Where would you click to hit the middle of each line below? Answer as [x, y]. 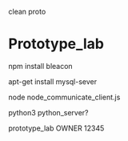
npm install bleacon [41, 66]
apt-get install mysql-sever [53, 81]
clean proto [27, 12]
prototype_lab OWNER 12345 [56, 128]
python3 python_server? [48, 112]
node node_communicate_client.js [64, 97]
